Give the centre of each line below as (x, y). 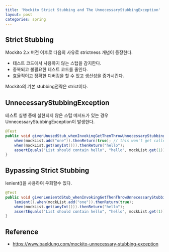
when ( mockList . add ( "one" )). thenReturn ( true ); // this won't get (83, 141)
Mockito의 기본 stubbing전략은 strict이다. (47, 87)
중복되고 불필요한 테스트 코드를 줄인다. (50, 70)
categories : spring (26, 19)
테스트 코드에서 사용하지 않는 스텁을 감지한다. (57, 63)
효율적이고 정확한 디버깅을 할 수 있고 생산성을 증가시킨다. (68, 76)
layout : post (19, 15)
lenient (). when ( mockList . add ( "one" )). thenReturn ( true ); (74, 202)
